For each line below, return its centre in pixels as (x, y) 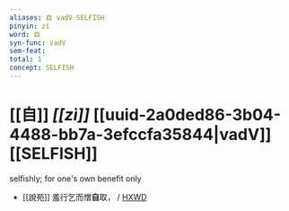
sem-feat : (28, 51)
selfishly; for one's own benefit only (75, 178)
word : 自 (25, 34)
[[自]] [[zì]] (49, 115)
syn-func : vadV (38, 43)
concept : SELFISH (42, 68)
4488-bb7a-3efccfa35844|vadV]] (140, 135)
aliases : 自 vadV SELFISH (57, 18)
